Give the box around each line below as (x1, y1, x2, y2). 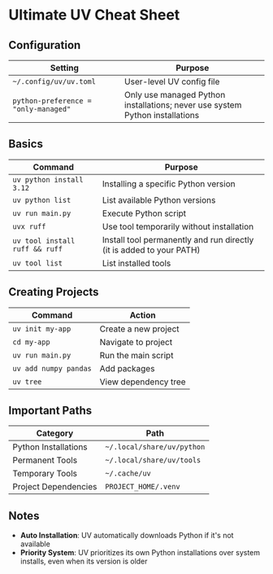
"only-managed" (12, 104, 71, 113)
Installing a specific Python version (102, 177, 236, 189)
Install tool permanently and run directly (102, 234, 254, 245)
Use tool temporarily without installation (102, 221, 254, 232)
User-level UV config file (124, 76, 220, 87)
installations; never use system (124, 99, 242, 111)
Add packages (99, 362, 155, 374)
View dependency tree (99, 376, 186, 388)
